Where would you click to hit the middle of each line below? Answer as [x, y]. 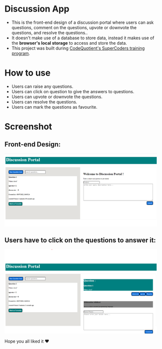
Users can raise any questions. [42, 86]
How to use [28, 73]
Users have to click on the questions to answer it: [80, 240]
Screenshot [28, 127]
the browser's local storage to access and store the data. [69, 43]
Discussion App [37, 9]
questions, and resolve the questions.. [50, 33]
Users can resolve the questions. [44, 102]
